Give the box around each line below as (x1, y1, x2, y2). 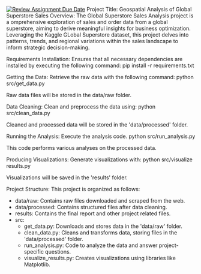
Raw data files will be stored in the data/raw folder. (6, 92, 132, 98)
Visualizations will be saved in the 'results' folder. (6, 174, 128, 181)
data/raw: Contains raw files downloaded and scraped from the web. (14, 197, 185, 204)
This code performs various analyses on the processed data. (6, 144, 157, 151)
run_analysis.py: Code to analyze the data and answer (23, 242, 158, 249)
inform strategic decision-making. (6, 44, 90, 51)
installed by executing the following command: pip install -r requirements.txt (6, 62, 194, 69)
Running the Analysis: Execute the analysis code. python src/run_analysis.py (6, 133, 196, 140)
